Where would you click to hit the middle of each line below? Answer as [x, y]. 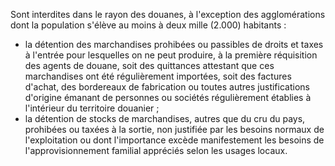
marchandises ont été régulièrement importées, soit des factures [158, 76]
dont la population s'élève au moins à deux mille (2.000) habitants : [148, 25]
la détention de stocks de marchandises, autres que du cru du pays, [165, 118]
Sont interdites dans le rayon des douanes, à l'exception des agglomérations [168, 14]
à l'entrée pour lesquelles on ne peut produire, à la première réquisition [171, 55]
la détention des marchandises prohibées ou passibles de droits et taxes [174, 44]
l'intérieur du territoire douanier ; [92, 108]
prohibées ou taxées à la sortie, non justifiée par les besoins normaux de [174, 129]
